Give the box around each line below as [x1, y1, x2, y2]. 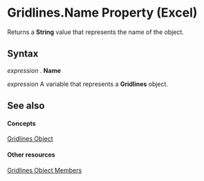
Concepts [7, 119, 36, 128]
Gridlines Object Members [7, 166, 82, 174]
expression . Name [7, 66, 61, 74]
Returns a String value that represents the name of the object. [7, 28, 185, 36]
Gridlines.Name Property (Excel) [7, 5, 198, 21]
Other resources [7, 150, 55, 159]
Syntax [7, 48, 39, 60]
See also [7, 100, 45, 112]
